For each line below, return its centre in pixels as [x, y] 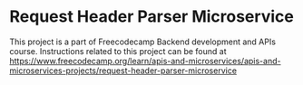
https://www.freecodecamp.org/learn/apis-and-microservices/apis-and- [145, 61]
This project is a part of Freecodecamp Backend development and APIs [143, 42]
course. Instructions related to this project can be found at [118, 51]
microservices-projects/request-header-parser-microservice [123, 71]
